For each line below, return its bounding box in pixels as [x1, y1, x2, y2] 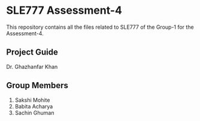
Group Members [6, 80, 69, 90]
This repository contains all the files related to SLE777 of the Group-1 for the [6, 23, 194, 31]
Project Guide [6, 47, 59, 58]
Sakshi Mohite [14, 96, 50, 104]
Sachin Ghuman [14, 109, 54, 116]
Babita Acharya [14, 102, 53, 110]
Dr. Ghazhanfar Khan [6, 63, 58, 70]
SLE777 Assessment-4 [6, 4, 123, 17]
